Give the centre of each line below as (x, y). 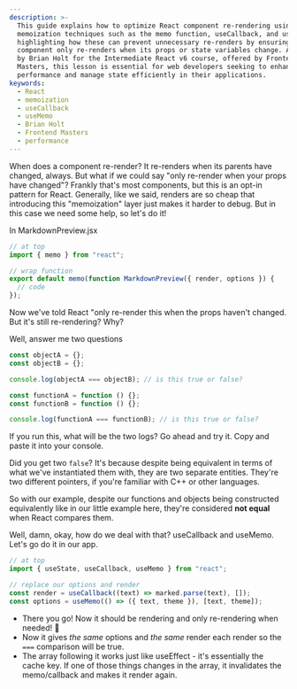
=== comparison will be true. (73, 646)
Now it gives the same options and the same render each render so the (152, 637)
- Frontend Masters (53, 133)
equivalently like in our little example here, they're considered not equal (140, 508)
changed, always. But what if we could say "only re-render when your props (148, 175)
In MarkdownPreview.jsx (53, 230)
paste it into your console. (57, 446)
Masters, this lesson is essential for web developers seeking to (142, 67)
